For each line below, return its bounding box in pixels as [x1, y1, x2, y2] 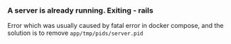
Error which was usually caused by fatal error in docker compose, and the [7, 22, 224, 30]
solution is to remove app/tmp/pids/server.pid [7, 29, 144, 37]
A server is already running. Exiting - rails [7, 6, 154, 15]
